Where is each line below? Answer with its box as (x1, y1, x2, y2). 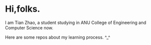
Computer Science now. (5, 24, 54, 30)
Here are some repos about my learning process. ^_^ (5, 34, 110, 40)
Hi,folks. (5, 3, 41, 15)
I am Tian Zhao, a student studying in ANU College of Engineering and (5, 20, 147, 25)
